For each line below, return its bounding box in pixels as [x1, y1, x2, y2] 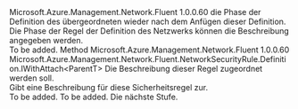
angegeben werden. [9, 35, 84, 45]
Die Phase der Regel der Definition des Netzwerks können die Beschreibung [9, 26, 290, 36]
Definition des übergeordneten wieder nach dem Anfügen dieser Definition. [9, 16, 286, 27]
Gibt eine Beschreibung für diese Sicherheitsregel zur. [9, 82, 209, 92]
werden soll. [9, 73, 54, 83]
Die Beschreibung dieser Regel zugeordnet [104, 64, 263, 74]
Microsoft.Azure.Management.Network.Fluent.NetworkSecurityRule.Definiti [9, 54, 287, 64]
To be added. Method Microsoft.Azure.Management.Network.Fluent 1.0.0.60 [9, 44, 290, 55]
